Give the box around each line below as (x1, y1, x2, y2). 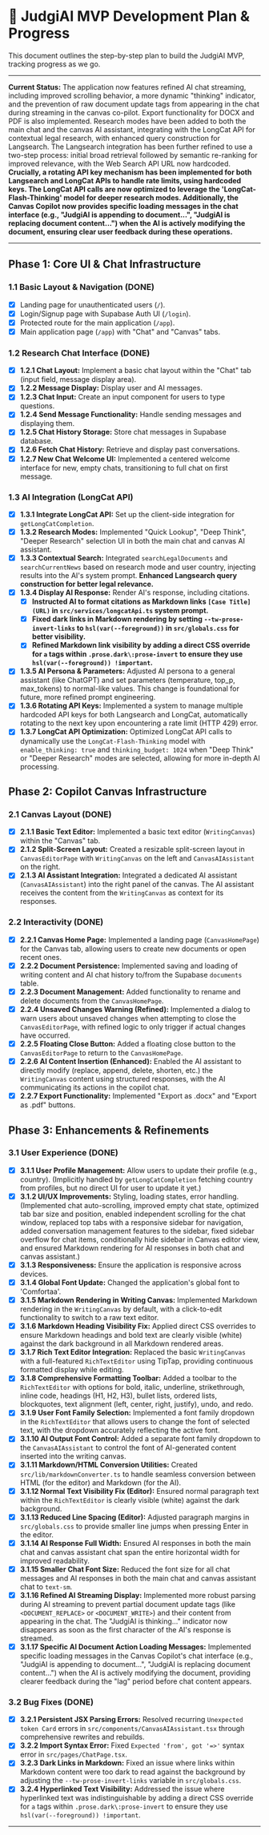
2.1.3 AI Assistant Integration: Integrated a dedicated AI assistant (19, 870, 238, 880)
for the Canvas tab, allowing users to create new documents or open (19, 944, 247, 954)
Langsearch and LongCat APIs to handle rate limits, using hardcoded (8, 175, 242, 185)
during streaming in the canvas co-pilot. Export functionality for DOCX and (8, 107, 255, 117)
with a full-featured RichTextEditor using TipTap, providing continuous (19, 1356, 254, 1366)
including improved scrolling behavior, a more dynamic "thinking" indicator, (8, 90, 256, 100)
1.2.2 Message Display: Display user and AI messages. (19, 383, 203, 393)
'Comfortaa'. (19, 1287, 62, 1296)
